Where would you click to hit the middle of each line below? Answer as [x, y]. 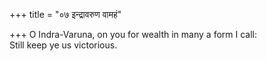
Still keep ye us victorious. [63, 45]
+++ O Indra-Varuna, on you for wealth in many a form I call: [133, 34]
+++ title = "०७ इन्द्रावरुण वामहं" [65, 14]
